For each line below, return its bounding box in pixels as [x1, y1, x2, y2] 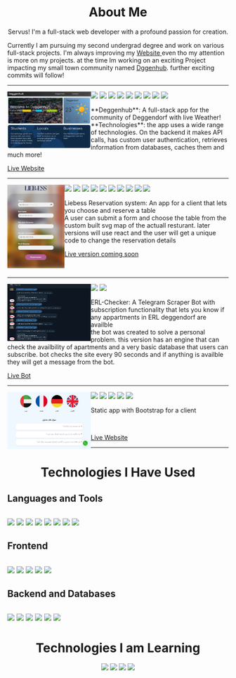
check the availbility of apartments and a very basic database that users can [7, 342, 228, 351]
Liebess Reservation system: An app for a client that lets [64, 198, 227, 207]
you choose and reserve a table [64, 206, 156, 214]
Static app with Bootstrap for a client [91, 405, 197, 415]
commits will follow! [7, 71, 65, 79]
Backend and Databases [7, 588, 116, 600]
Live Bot [7, 371, 32, 379]
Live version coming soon [64, 249, 139, 258]
